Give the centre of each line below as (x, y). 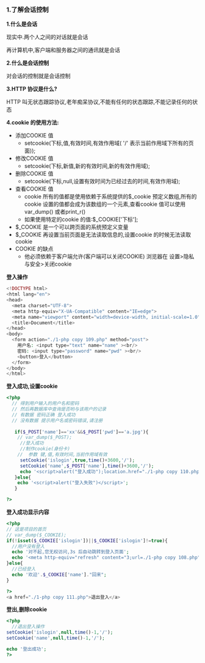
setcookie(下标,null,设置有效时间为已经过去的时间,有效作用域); (102, 181)
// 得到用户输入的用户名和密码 (45, 404)
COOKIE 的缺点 (34, 249)
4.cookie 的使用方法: (33, 123)
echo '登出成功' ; (27, 649)
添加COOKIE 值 (34, 136)
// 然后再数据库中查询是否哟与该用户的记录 (59, 409)
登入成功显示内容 (28, 512)
